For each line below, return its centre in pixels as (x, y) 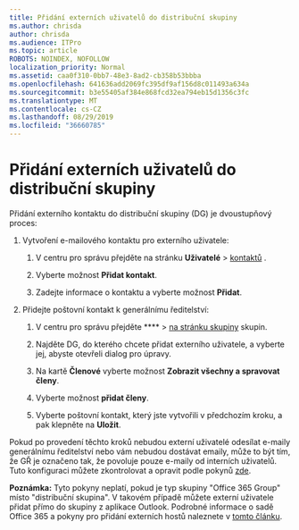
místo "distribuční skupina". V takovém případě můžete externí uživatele (141, 497)
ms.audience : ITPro (46, 42)
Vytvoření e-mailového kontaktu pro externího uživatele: (125, 240)
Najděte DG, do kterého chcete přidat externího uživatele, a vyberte (160, 344)
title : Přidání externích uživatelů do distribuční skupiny (124, 17)
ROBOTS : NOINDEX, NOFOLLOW (59, 59)
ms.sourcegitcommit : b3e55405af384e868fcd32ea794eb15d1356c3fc (129, 92)
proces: (23, 223)
